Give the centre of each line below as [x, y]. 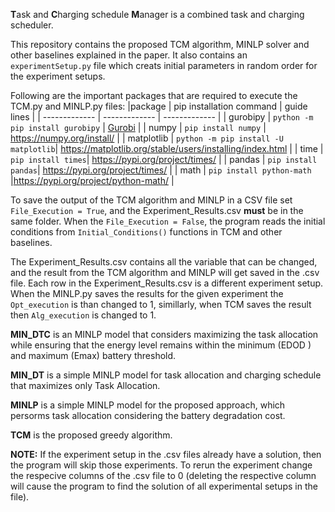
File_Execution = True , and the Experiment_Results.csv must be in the [157, 210]
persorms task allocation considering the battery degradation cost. [148, 415]
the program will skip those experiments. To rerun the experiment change [161, 465]
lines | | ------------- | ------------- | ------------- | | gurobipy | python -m [162, 117]
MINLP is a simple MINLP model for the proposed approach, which [148, 405]
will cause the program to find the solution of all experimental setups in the [164, 486]
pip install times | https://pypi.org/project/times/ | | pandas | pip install [164, 159]
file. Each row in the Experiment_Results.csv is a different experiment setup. [167, 283]
